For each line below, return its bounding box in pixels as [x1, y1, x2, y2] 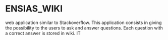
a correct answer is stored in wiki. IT [5, 30, 81, 36]
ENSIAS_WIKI [5, 3, 63, 14]
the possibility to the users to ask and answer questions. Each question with [5, 24, 163, 30]
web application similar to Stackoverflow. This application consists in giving [5, 19, 162, 25]
